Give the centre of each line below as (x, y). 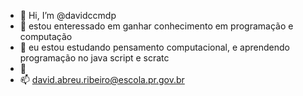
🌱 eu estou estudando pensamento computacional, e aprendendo (154, 47)
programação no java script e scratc (94, 58)
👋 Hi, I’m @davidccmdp (68, 15)
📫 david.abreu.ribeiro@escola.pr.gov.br (102, 79)
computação (46, 36)
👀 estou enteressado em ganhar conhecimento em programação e (156, 26)
